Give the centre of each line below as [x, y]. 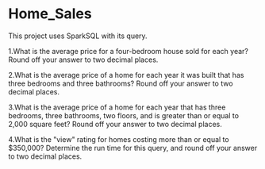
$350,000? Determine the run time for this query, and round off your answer [133, 148]
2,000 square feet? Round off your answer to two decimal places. [115, 124]
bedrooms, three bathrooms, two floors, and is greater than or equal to [124, 115]
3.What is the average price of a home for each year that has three [117, 107]
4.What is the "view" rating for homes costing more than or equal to [119, 139]
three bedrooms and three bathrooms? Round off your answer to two [121, 83]
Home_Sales [50, 14]
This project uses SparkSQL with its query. [78, 36]
